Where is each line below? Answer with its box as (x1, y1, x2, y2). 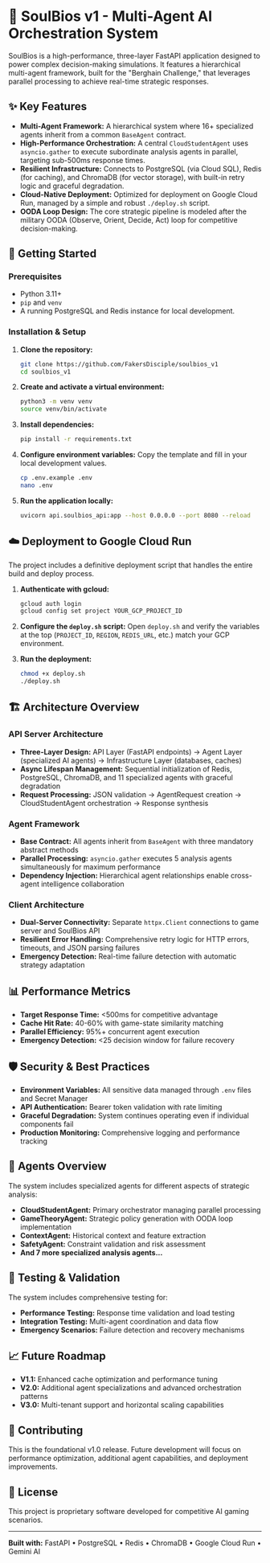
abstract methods (19, 845, 79, 855)
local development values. (19, 458, 107, 468)
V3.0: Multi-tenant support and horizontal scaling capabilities (19, 1400, 224, 1410)
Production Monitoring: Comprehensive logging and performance (19, 1127, 240, 1137)
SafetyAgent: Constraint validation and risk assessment (19, 1239, 207, 1249)
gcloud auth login (19, 599, 82, 608)
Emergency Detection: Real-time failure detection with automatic (19, 951, 237, 961)
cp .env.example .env (19, 474, 92, 482)
